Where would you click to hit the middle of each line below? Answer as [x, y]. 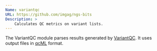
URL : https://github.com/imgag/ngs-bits [49, 14]
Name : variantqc [22, 10]
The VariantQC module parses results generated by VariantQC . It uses [79, 38]
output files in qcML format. [34, 43]
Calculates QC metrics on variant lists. [59, 24]
